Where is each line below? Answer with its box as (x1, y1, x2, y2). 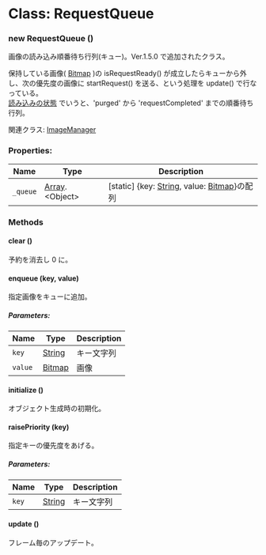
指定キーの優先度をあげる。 (8, 440, 99, 451)
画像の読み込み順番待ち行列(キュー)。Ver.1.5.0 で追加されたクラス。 (8, 52, 230, 62)
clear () (8, 236, 33, 246)
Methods (8, 217, 44, 228)
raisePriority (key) (8, 422, 70, 432)
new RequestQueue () (8, 33, 93, 44)
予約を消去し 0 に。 (8, 255, 73, 264)
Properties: (8, 145, 53, 157)
